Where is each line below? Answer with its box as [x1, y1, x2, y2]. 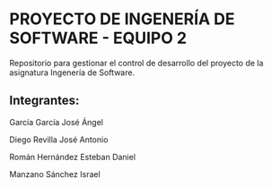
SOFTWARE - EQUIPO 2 [9, 28, 187, 48]
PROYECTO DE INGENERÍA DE [9, 9, 235, 30]
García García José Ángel [9, 116, 104, 127]
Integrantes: [9, 93, 80, 108]
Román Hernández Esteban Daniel [9, 151, 136, 162]
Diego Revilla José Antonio [9, 134, 109, 145]
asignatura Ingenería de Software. [9, 67, 136, 78]
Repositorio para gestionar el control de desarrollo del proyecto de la [9, 57, 264, 68]
